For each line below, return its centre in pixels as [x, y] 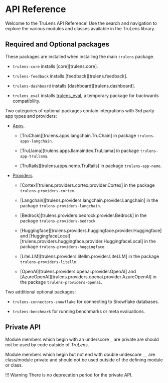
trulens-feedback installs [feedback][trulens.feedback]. [70, 76]
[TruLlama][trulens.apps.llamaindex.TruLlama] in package [79, 150]
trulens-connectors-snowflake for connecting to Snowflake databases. [86, 301]
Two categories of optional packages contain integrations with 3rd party [80, 110]
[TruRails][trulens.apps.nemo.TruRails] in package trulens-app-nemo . [91, 166]
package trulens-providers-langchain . [60, 205]
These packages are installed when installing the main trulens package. [80, 56]
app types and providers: [31, 116]
